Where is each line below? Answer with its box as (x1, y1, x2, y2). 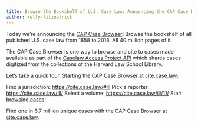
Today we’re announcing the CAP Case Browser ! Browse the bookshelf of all (6, 30, 192, 37)
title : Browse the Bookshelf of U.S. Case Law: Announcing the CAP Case (6, 8, 189, 15)
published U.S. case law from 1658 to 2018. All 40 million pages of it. (6, 37, 173, 44)
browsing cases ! (6, 95, 46, 103)
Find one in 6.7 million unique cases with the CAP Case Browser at (6, 107, 167, 114)
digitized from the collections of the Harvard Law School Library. (6, 60, 163, 68)
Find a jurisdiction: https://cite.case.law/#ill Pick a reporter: (6, 83, 149, 90)
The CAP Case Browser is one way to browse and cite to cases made (6, 48, 174, 55)
